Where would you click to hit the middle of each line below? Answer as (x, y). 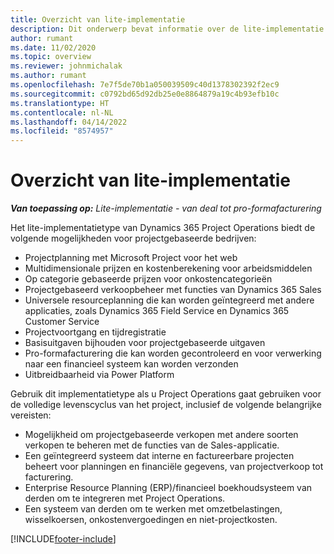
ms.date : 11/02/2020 (53, 47)
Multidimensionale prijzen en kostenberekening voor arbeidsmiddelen (168, 268)
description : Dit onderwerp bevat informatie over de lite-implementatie (167, 29)
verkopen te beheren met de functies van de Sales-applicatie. (152, 445)
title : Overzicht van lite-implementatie (98, 19)
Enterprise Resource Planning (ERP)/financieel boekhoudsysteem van (168, 488)
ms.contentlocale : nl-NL (62, 112)
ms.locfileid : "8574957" (62, 131)
